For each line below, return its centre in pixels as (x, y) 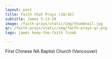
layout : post (19, 10)
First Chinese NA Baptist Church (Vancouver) (51, 51)
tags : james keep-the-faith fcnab (41, 33)
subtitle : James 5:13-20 (31, 19)
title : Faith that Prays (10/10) (40, 14)
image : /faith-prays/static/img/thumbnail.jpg (54, 24)
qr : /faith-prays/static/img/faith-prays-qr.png (56, 28)
